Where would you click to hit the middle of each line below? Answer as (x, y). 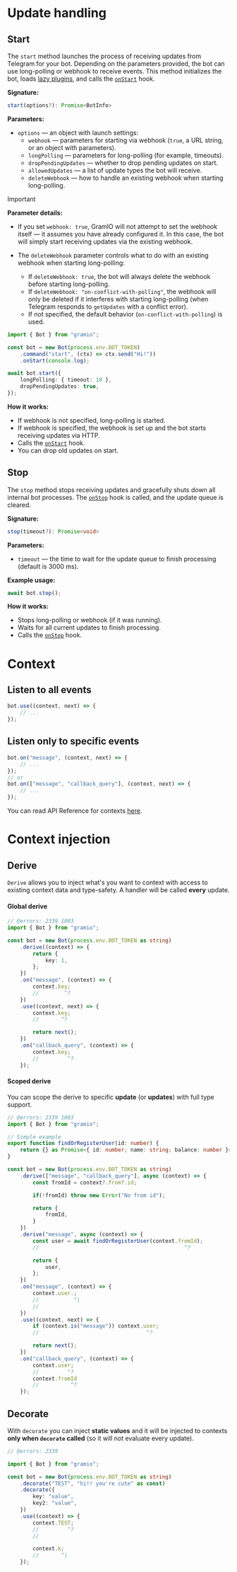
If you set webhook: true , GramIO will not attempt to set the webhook (117, 226)
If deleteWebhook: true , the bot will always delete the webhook (119, 276)
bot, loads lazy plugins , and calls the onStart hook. (81, 79)
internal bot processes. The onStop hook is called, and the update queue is (115, 497)
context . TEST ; (53, 1523)
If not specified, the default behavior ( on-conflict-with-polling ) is (125, 314)
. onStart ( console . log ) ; (55, 360)
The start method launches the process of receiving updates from (104, 56)
